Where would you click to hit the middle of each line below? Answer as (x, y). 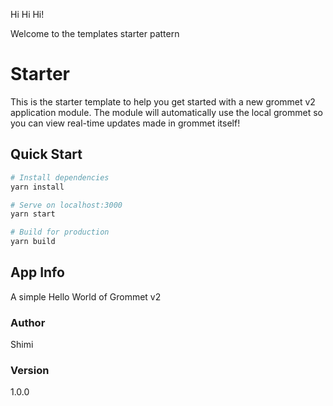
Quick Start (46, 154)
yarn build (33, 242)
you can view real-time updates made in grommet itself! (125, 123)
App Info (37, 272)
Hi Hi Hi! (27, 14)
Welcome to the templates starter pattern (95, 33)
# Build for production (60, 232)
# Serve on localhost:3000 (66, 205)
